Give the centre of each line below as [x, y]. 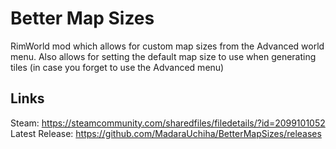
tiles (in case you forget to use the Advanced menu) [117, 67]
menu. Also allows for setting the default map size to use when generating [163, 56]
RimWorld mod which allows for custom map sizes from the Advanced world [167, 46]
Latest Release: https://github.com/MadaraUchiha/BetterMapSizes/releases [166, 133]
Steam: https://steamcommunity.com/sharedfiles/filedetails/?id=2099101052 [168, 123]
